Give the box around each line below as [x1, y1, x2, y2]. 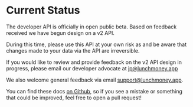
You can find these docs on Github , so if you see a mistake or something [6, 87, 183, 95]
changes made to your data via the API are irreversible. [6, 47, 140, 54]
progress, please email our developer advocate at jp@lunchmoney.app [6, 64, 178, 72]
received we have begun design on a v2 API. [6, 29, 115, 36]
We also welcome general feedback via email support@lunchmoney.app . [6, 76, 184, 83]
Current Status [6, 4, 80, 17]
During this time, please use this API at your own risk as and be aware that [6, 41, 187, 48]
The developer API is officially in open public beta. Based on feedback [6, 23, 177, 30]
